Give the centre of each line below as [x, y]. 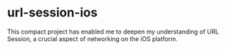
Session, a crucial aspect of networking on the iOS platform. [92, 38]
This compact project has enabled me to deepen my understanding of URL [113, 32]
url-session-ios [52, 13]
